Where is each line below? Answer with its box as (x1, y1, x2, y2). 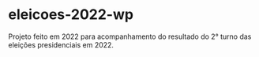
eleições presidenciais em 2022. (8, 40, 114, 49)
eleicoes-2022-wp (8, 6, 134, 24)
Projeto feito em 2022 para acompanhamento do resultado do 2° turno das (8, 32, 252, 41)
